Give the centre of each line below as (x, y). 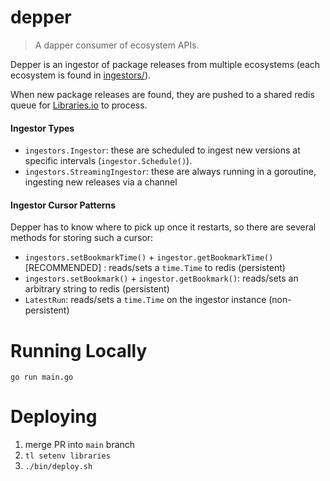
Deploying (54, 417)
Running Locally (79, 350)
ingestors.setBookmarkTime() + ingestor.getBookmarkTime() (149, 257)
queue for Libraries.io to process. (79, 105)
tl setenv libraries (67, 456)
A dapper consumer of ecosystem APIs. (117, 45)
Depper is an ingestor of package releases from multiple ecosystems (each (165, 64)
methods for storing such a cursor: (82, 238)
